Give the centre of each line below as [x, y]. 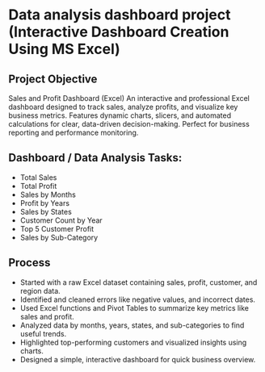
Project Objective [53, 79]
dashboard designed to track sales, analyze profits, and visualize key [123, 107]
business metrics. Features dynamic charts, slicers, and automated [120, 115]
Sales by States [46, 211]
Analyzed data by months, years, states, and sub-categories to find [132, 325]
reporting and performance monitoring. [74, 132]
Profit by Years [45, 203]
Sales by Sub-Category [59, 237]
